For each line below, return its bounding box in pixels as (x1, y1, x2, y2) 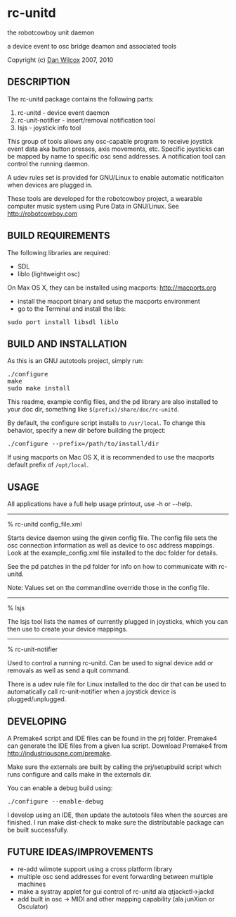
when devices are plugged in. (7, 180, 93, 189)
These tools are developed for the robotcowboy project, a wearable (7, 194, 202, 202)
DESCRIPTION (7, 76, 70, 88)
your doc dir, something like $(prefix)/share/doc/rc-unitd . (7, 405, 179, 414)
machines (17, 880, 46, 888)
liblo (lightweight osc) (17, 269, 81, 278)
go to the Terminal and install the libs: (17, 304, 126, 313)
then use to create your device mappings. (7, 625, 128, 634)
